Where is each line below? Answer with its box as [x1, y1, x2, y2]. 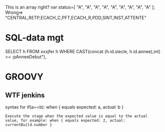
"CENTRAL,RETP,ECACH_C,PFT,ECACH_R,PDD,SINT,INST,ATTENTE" [5, 15, 147, 20]
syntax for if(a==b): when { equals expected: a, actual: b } [5, 104, 124, 110]
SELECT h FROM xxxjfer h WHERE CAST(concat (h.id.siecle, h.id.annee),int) [5, 48, 161, 54]
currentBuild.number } [5, 122, 52, 127]
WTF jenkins [5, 91, 45, 99]
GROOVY [5, 71, 44, 82]
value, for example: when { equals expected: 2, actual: [5, 118, 126, 123]
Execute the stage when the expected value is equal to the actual [5, 114, 148, 119]
